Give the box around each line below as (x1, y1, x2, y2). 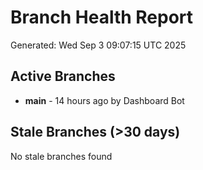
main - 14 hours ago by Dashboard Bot (24, 94, 185, 106)
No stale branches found (10, 150, 113, 162)
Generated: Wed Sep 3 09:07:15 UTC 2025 (10, 39, 187, 51)
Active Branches (10, 68, 116, 85)
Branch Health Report (10, 6, 194, 29)
